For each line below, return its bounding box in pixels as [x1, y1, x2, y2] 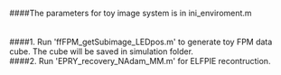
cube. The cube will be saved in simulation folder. [9, 46, 194, 57]
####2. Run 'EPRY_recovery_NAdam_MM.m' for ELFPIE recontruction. [9, 56, 271, 66]
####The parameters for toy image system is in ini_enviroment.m [9, 8, 252, 18]
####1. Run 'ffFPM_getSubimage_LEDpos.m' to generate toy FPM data [9, 36, 273, 47]
